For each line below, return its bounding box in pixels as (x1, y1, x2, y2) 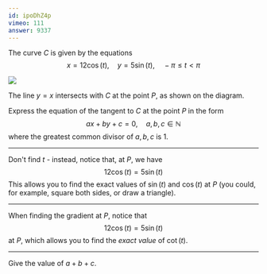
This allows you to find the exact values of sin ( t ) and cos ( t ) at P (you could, (8, 179, 256, 189)
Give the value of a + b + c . (8, 259, 97, 268)
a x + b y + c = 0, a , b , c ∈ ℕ (86, 119, 181, 129)
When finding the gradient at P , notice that (8, 211, 147, 221)
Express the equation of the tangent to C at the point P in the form (8, 106, 224, 116)
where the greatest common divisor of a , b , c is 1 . (8, 132, 168, 141)
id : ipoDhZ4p (8, 11, 52, 20)
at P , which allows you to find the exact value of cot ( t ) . (8, 236, 188, 245)
